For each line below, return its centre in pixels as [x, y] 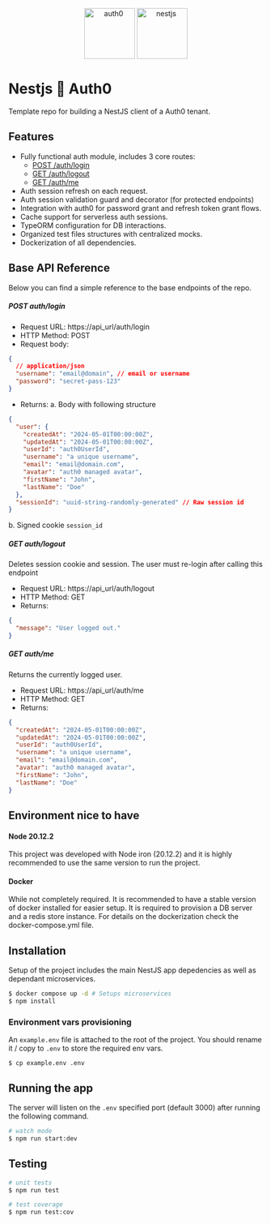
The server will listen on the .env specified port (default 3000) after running [134, 1108]
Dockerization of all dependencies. [78, 243]
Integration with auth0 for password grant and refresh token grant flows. [141, 208]
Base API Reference [59, 268]
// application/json [50, 366]
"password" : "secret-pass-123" [68, 381]
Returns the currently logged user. [66, 674]
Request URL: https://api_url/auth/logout [87, 589]
